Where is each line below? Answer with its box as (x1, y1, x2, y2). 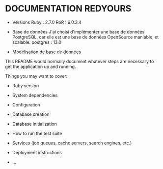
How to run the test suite (12, 130, 62, 136)
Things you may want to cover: (5, 73, 68, 79)
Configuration (12, 101, 40, 107)
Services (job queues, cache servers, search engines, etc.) (12, 140, 132, 146)
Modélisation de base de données (12, 49, 81, 55)
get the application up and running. (5, 64, 76, 69)
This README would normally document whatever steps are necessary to (5, 58, 154, 64)
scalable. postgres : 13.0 (12, 39, 61, 45)
